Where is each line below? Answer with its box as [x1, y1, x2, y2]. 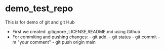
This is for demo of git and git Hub [5, 19, 75, 25]
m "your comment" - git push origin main [12, 39, 96, 45]
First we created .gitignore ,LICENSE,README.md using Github [12, 28, 141, 34]
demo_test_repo [5, 3, 73, 14]
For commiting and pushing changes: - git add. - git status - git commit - [12, 34, 160, 40]
